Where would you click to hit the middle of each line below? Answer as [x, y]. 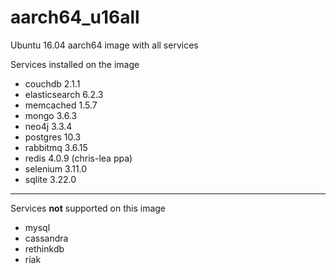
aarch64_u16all [75, 17]
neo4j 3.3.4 [48, 126]
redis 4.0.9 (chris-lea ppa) [78, 158]
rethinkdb [44, 248]
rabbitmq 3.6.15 [56, 147]
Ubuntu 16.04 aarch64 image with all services [104, 45]
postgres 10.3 [53, 137]
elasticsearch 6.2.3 [64, 94]
